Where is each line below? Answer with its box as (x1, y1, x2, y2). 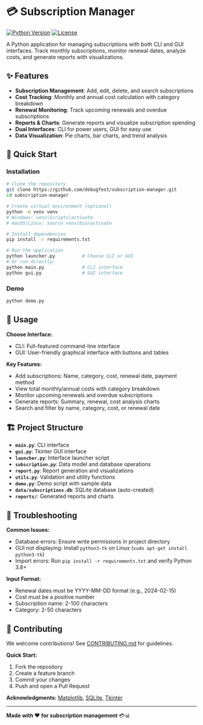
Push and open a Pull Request (14, 683, 90, 690)
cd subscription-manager (6, 193, 69, 199)
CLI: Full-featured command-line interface (14, 342, 120, 350)
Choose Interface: (6, 330, 53, 338)
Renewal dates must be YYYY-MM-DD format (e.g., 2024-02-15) (14, 587, 176, 595)
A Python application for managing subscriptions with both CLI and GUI (6, 40, 184, 48)
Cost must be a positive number (14, 593, 95, 601)
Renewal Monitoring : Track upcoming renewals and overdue (14, 106, 167, 113)
